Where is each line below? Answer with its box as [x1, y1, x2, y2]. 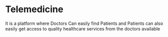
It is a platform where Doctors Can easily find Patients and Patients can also [5, 20, 163, 26]
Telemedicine [5, 4, 64, 15]
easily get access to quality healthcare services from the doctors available [5, 25, 160, 31]
